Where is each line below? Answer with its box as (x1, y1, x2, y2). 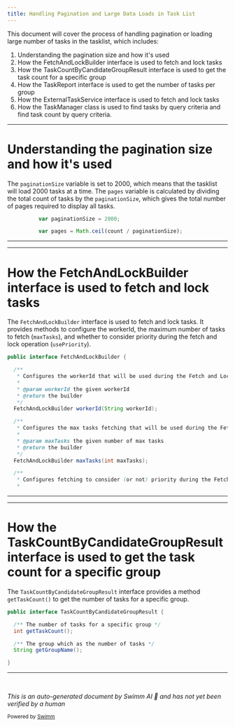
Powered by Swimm (7, 713, 55, 721)
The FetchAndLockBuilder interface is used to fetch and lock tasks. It (7, 318, 204, 326)
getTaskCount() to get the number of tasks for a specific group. (7, 594, 190, 603)
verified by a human (7, 700, 66, 708)
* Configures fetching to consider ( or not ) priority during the (16, 476, 211, 484)
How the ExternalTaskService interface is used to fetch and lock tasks (17, 95, 220, 104)
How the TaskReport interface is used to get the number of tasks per (17, 80, 215, 88)
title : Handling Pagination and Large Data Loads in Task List (7, 10, 196, 18)
